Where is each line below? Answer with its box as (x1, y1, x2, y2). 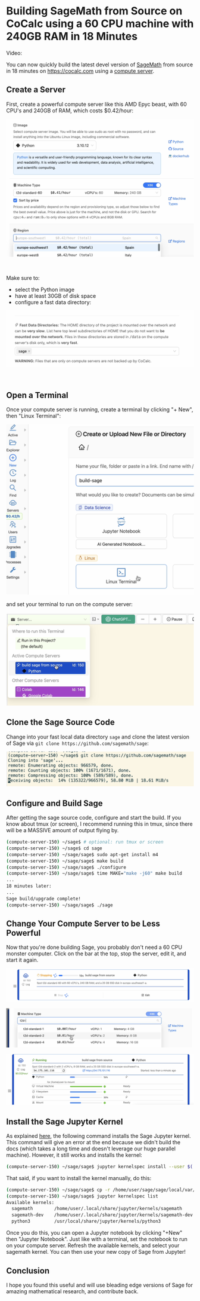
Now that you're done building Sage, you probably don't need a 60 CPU (6, 943, 183, 951)
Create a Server (6, 85, 66, 95)
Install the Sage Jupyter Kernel (6, 1116, 123, 1126)
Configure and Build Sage (6, 798, 103, 808)
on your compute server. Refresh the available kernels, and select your (6, 1242, 180, 1249)
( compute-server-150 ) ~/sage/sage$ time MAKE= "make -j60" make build (6, 871, 183, 877)
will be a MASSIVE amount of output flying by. (6, 827, 119, 833)
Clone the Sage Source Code (6, 717, 115, 728)
